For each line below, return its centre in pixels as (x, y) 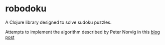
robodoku (26, 9)
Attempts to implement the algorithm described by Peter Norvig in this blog (83, 32)
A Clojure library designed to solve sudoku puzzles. (58, 22)
